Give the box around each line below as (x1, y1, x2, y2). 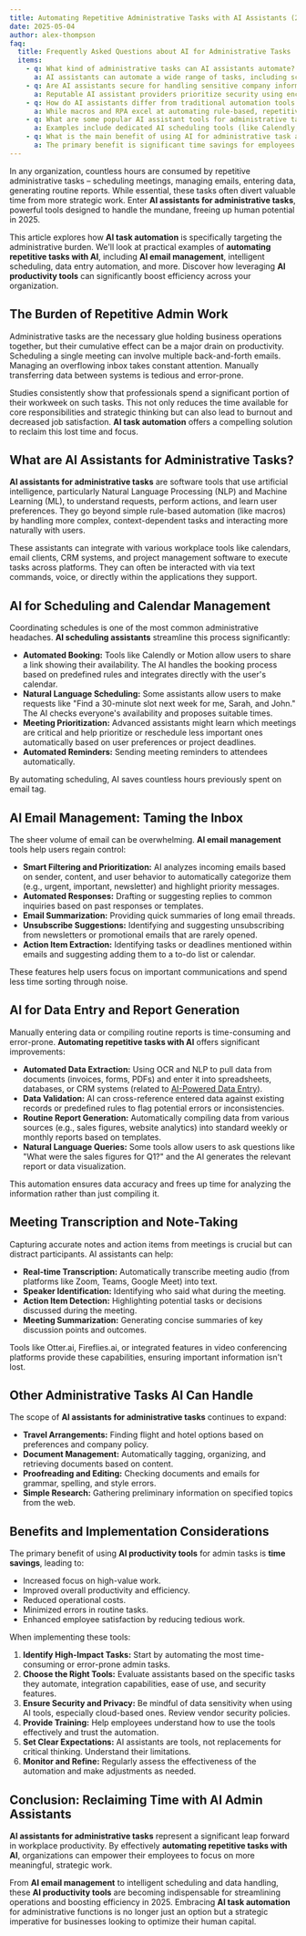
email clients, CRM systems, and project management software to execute (9, 553, 289, 564)
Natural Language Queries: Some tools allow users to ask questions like (22, 1141, 296, 1152)
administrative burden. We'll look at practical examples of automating (9, 241, 271, 252)
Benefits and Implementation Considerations (9, 1524, 270, 1539)
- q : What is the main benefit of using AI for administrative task (25, 132, 291, 141)
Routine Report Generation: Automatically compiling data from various (22, 1112, 290, 1123)
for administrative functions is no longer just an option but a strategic (9, 1907, 269, 1918)
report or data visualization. (22, 1160, 127, 1172)
